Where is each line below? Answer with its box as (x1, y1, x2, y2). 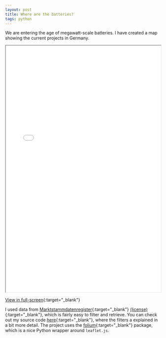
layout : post (5, 7, 32, 12)
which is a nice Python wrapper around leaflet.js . (5, 328, 109, 334)
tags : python (5, 16, 32, 21)
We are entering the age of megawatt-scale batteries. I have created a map (5, 30, 158, 36)
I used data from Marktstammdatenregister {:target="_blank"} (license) (5, 306, 148, 312)
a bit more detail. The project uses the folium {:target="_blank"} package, (5, 322, 153, 328)
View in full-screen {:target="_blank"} (5, 297, 80, 303)
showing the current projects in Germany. (5, 35, 90, 41)
